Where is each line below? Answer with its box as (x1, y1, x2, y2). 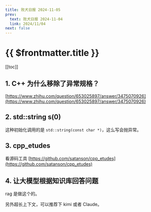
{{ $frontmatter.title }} (5, 47, 99, 59)
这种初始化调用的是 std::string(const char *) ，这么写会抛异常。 (5, 127, 141, 133)
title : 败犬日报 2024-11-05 (5, 7, 61, 12)
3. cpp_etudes (5, 142, 51, 150)
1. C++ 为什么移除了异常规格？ (5, 79, 99, 88)
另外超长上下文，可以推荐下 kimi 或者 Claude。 (5, 202, 102, 208)
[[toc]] (5, 64, 18, 70)
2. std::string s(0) (5, 113, 61, 121)
